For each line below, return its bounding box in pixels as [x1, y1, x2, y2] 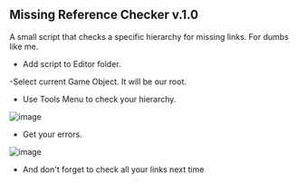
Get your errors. [22, 129, 83, 140]
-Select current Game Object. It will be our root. [9, 76, 187, 87]
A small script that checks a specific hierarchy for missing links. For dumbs [9, 31, 289, 42]
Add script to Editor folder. [22, 58, 121, 69]
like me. [9, 41, 39, 52]
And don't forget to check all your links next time [22, 163, 205, 175]
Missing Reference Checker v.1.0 [9, 7, 199, 23]
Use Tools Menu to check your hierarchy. [22, 93, 177, 104]
